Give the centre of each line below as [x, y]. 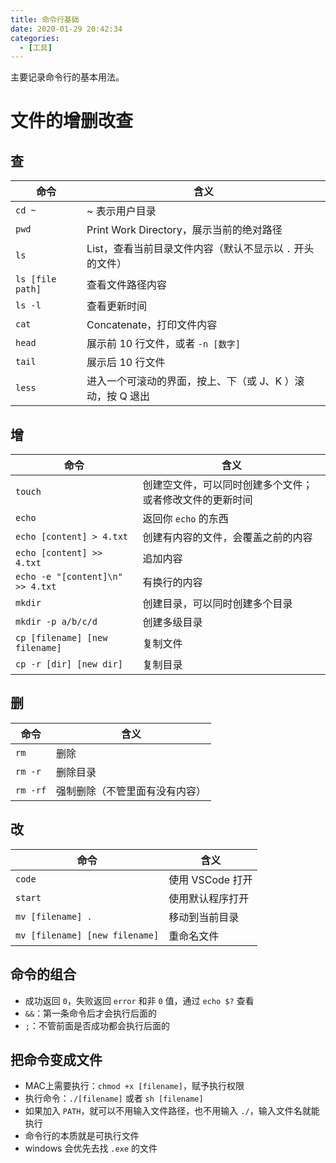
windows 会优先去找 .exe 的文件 [91, 1148]
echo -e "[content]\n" [69, 577]
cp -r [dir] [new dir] [69, 664]
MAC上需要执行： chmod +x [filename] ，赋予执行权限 [134, 1086]
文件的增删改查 [72, 121]
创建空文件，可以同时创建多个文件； [227, 485]
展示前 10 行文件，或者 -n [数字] [163, 344]
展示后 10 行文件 [126, 363]
